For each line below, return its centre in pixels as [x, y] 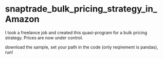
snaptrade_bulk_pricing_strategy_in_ [81, 9]
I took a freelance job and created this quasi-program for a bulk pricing [76, 32]
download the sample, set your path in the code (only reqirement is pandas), [81, 47]
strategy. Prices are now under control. [44, 38]
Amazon [22, 19]
